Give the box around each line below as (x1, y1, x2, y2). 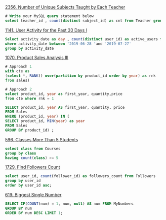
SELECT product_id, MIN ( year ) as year (5, 119, 85, 124)
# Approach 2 (5, 87, 32, 92)
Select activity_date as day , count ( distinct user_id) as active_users (5, 36, 158, 41)
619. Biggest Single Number (5, 192, 62, 197)
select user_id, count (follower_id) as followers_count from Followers (5, 174, 156, 179)
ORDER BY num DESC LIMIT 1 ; (5, 210, 63, 216)
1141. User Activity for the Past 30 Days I (5, 27, 87, 33)
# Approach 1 (5, 64, 32, 69)
